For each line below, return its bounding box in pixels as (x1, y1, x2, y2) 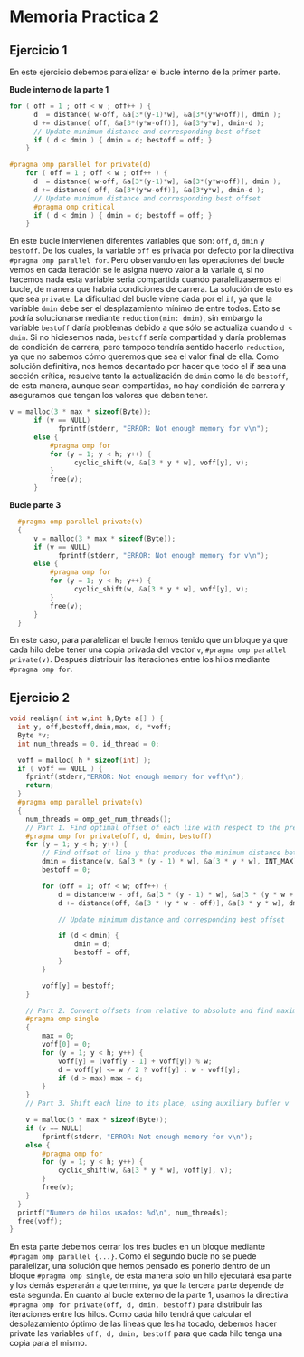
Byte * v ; (17, 730, 51, 740)
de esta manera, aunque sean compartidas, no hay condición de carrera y (9, 380, 286, 391)
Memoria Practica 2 (9, 6, 160, 27)
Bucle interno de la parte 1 (9, 84, 109, 94)
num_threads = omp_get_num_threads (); (25, 815, 172, 824)
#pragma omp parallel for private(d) (9, 161, 152, 170)
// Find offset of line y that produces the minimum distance (42, 848, 281, 858)
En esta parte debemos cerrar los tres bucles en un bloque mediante (9, 1241, 265, 1253)
